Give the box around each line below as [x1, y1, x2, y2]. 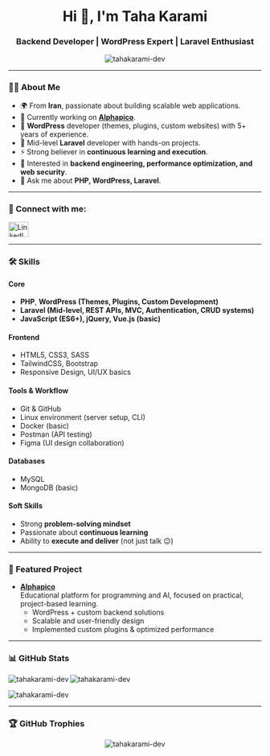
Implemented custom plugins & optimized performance [31, 625, 215, 635]
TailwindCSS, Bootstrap [19, 359, 99, 368]
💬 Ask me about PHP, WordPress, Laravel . [19, 175, 162, 185]
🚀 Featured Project [8, 563, 83, 574]
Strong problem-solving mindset [19, 519, 131, 529]
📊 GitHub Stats [8, 653, 70, 664]
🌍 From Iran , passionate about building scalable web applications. [19, 101, 241, 110]
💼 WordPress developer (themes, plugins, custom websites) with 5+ [19, 121, 247, 130]
